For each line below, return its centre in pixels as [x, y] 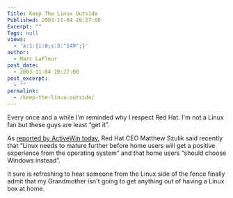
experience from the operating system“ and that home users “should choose [117, 153]
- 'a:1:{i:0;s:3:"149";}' [51, 46]
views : [17, 40]
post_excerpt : [28, 78]
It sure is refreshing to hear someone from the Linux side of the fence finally [116, 174]
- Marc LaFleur [35, 59]
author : [18, 53]
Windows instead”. [34, 160]
